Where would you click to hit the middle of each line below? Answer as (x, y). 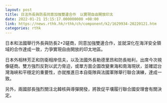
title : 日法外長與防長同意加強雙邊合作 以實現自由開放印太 (59, 14)
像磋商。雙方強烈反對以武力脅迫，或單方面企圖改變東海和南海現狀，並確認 (81, 66)
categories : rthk (23, 28)
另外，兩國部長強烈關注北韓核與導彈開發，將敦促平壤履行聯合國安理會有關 (81, 89)
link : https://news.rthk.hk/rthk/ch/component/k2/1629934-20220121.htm (81, 24)
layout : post (19, 10)
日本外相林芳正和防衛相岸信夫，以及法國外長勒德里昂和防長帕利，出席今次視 (83, 60)
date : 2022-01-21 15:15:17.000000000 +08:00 (52, 19)
